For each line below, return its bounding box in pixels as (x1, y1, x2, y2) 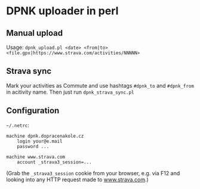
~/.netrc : (6, 121, 30, 129)
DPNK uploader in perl (6, 4, 119, 18)
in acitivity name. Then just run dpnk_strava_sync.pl (6, 88, 134, 95)
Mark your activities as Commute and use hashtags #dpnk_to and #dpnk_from (6, 82, 194, 89)
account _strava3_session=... (17, 159, 93, 165)
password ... (17, 143, 50, 150)
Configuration (6, 106, 60, 116)
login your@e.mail (17, 138, 63, 144)
